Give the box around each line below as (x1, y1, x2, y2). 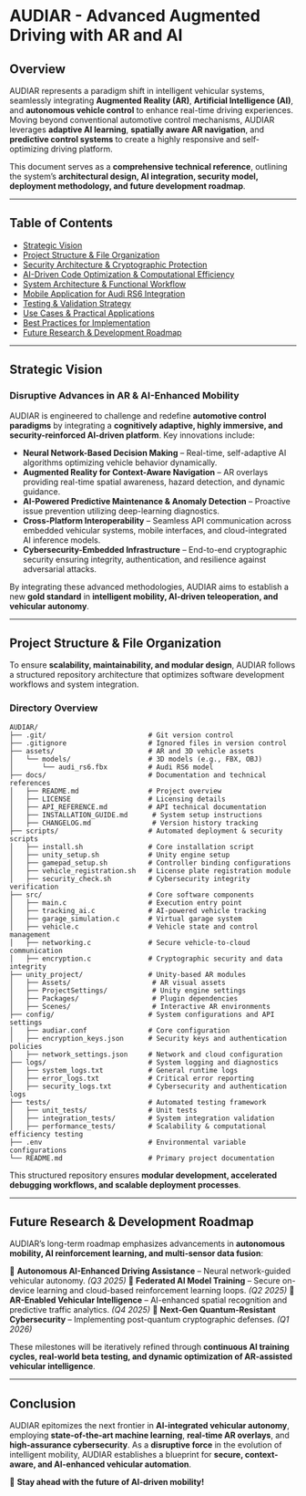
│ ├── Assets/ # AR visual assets (9, 978, 226, 987)
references (9, 778, 51, 787)
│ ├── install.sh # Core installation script (9, 842, 255, 851)
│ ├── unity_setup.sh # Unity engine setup (9, 850, 230, 859)
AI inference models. (22, 535, 101, 545)
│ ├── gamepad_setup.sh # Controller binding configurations (9, 858, 291, 867)
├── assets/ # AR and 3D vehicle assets (9, 746, 255, 755)
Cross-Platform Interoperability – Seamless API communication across (22, 514, 291, 525)
